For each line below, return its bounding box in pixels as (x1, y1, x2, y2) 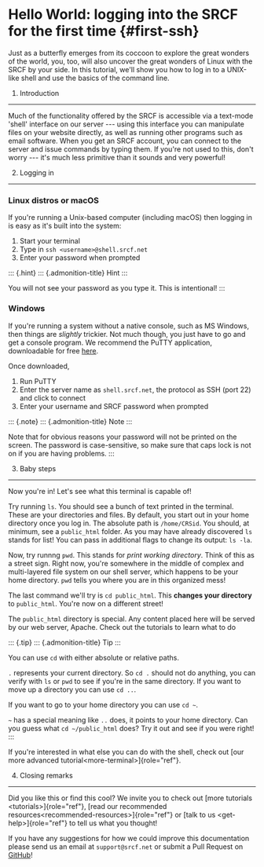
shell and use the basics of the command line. (20, 73, 170, 82)
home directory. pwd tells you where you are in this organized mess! (8, 575, 226, 584)
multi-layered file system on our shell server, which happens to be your (8, 567, 239, 576)
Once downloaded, (8, 361, 70, 371)
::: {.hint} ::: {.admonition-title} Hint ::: (8, 269, 128, 278)
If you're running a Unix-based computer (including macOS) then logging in (8, 213, 253, 222)
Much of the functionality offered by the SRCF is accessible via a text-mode (8, 111, 254, 120)
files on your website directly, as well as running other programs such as (8, 127, 244, 137)
